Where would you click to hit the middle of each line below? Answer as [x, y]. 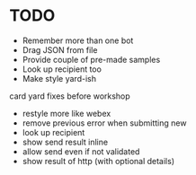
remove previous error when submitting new [104, 123]
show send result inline [65, 142]
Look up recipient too [62, 69]
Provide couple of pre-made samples [91, 59]
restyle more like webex [67, 113]
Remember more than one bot [78, 40]
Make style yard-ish [59, 78]
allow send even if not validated [81, 151]
